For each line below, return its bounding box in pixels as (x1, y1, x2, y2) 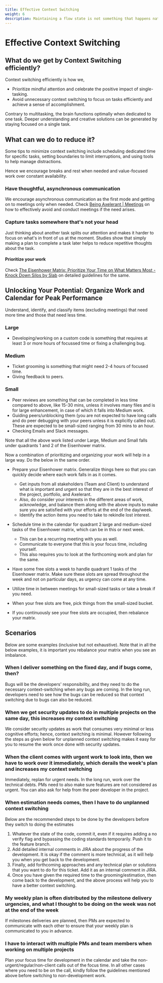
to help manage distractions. (5, 159, 62, 165)
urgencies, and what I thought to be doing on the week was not (5, 900, 156, 907)
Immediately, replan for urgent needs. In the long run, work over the (5, 777, 140, 783)
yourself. (19, 546, 37, 552)
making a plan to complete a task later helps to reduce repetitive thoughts (5, 240, 152, 246)
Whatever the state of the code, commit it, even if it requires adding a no (12, 831, 157, 836)
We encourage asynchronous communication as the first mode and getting (5, 196, 155, 202)
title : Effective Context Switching (5, 7, 79, 12)
